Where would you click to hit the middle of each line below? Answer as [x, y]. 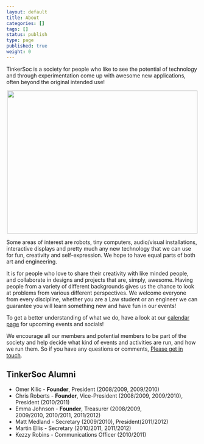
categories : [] [26, 23]
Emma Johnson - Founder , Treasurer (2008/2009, [78, 409]
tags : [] [17, 29]
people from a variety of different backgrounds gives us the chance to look [100, 286]
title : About [23, 18]
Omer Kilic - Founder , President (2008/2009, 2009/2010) [87, 389]
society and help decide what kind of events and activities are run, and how [101, 342]
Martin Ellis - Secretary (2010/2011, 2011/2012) [73, 428]
